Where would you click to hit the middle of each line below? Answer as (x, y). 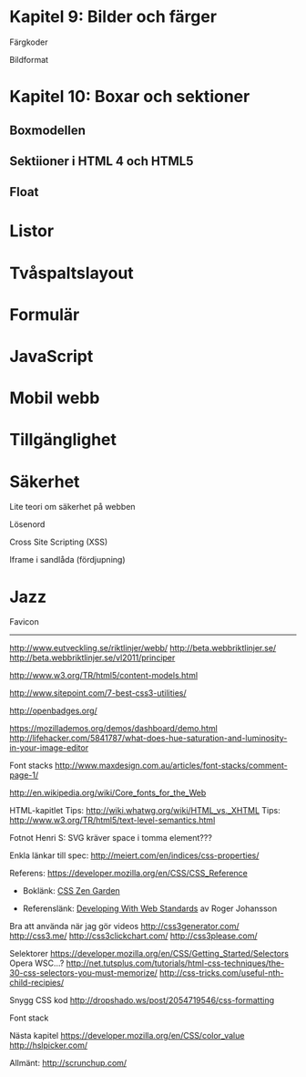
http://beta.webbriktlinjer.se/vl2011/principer (92, 658)
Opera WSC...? (37, 963)
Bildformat (29, 59)
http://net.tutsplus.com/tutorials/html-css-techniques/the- (175, 963)
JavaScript (51, 357)
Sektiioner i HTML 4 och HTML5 (102, 161)
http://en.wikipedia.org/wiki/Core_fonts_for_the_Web (108, 793)
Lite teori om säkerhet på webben (72, 507)
